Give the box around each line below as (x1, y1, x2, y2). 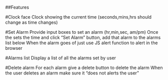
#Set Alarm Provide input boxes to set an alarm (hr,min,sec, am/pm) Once (5, 29, 158, 35)
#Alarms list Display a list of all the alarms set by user (5, 55, 116, 61)
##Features (5, 5, 29, 10)
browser (5, 45, 23, 51)
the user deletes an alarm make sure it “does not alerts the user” (5, 70, 139, 76)
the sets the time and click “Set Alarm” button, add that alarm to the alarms (5, 35, 161, 40)
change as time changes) (5, 20, 58, 25)
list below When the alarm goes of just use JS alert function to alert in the (5, 40, 158, 46)
